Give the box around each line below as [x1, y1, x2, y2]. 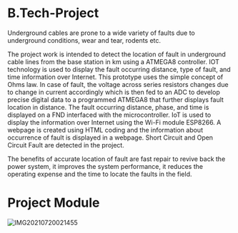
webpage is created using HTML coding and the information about [7, 125, 204, 134]
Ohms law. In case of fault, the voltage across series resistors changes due [7, 80, 229, 88]
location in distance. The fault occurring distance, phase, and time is [7, 103, 209, 111]
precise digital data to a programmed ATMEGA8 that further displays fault [7, 95, 224, 104]
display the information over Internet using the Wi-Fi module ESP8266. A [7, 118, 222, 126]
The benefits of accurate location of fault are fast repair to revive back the [7, 155, 226, 163]
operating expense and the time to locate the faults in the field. [7, 170, 192, 178]
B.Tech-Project [7, 5, 99, 21]
